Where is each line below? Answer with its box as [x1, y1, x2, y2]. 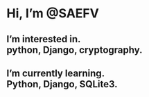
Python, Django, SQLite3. [6, 78, 119, 90]
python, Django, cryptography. [6, 44, 143, 55]
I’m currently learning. [6, 67, 105, 79]
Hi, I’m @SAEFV [6, 6, 100, 21]
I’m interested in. [6, 33, 81, 45]
